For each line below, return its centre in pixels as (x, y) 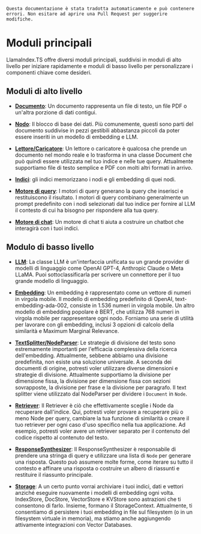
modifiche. (20, 19)
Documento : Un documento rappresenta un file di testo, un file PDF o (101, 106)
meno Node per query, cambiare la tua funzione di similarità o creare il (102, 418)
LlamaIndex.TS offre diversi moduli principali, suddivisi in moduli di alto (94, 60)
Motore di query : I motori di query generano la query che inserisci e (99, 191)
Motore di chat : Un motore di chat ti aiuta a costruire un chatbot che (99, 222)
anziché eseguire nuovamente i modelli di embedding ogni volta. (95, 492)
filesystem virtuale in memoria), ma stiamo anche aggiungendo (93, 518)
